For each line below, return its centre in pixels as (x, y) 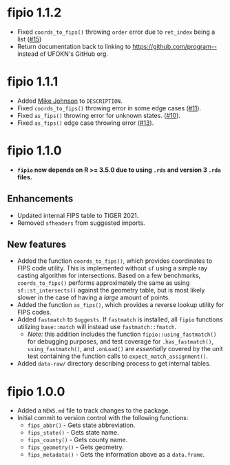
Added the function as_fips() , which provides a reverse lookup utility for (121, 305)
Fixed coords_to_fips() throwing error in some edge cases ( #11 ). (109, 108)
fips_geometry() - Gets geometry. (75, 447)
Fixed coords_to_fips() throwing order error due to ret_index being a (116, 32)
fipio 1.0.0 (36, 392)
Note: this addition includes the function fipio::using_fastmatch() (122, 334)
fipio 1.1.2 (34, 13)
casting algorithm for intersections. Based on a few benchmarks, (109, 276)
